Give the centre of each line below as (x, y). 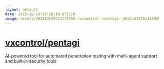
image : (12, 18)
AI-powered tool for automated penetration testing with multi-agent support (81, 56)
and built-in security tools (31, 61)
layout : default (21, 9)
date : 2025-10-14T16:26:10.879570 (40, 14)
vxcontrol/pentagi (42, 43)
